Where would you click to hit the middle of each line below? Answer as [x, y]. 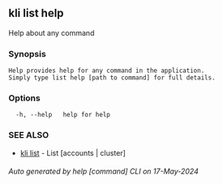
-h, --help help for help [63, 115]
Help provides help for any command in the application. [107, 71]
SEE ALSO [29, 135]
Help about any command [51, 32]
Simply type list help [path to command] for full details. [112, 78]
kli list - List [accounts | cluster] [73, 152]
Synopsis [27, 53]
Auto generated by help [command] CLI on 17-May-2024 [103, 171]
